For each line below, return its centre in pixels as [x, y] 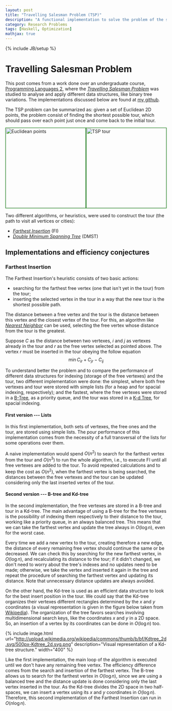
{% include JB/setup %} [31, 48]
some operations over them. [35, 443]
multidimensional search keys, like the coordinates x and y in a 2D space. [82, 618]
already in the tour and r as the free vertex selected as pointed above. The [84, 346]
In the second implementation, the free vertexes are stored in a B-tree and [83, 506]
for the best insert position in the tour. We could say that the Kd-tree [77, 596]
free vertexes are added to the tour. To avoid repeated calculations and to [83, 465]
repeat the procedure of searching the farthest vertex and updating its [79, 575]
